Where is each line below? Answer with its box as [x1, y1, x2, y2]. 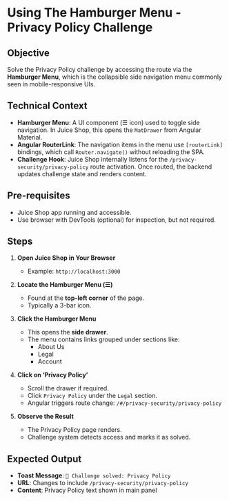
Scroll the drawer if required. [27, 384, 109, 393]
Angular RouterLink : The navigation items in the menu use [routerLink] [17, 140, 223, 149]
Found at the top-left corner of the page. [27, 294, 145, 302]
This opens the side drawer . [27, 328, 108, 337]
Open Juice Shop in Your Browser [17, 254, 116, 262]
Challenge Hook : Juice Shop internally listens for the [17, 155, 168, 163]
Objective [7, 47, 50, 59]
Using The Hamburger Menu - [7, 5, 181, 21]
